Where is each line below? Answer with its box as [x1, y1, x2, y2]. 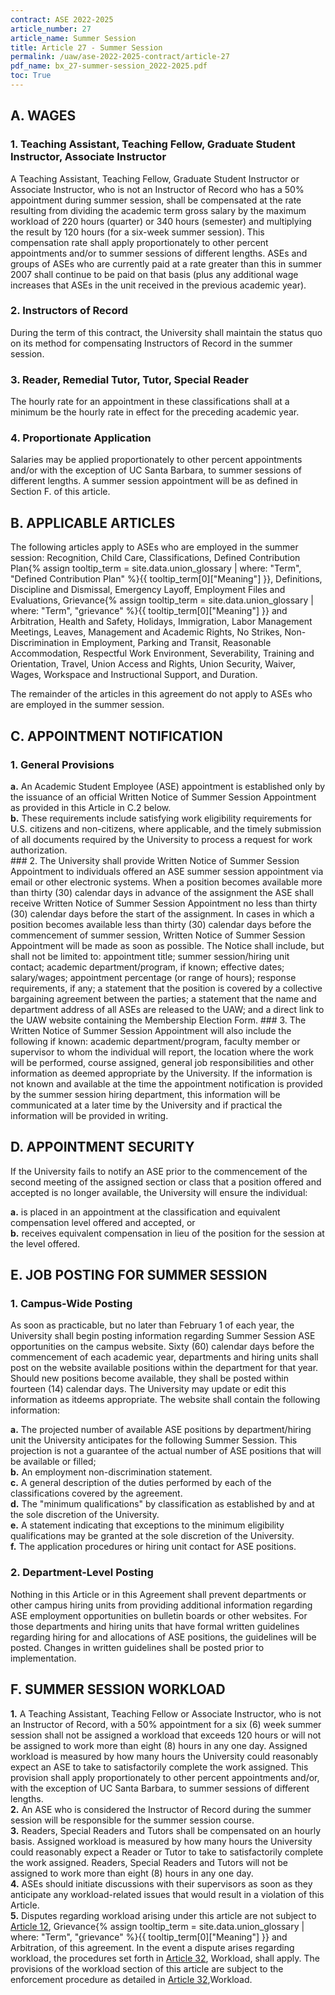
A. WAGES [10, 107, 77, 125]
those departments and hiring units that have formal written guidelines [10, 1620, 300, 1632]
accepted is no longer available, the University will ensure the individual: [10, 1186, 308, 1198]
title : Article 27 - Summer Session [10, 42, 163, 53]
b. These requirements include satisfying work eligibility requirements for [10, 812, 312, 824]
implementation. [10, 1652, 77, 1664]
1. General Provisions [10, 757, 115, 771]
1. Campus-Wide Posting [10, 1297, 133, 1311]
